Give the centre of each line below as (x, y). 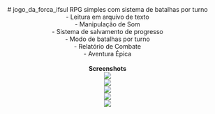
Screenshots (107, 68)
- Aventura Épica (107, 54)
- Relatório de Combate (107, 46)
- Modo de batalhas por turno (107, 39)
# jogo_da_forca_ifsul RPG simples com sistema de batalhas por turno (107, 9)
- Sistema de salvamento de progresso (107, 32)
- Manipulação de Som (107, 24)
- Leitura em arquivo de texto (107, 17)
